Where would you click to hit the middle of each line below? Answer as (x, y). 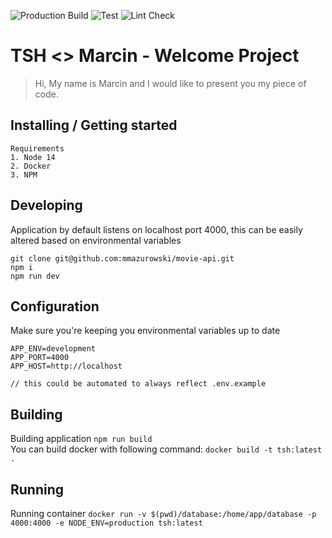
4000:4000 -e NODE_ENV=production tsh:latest (106, 523)
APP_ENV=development (53, 349)
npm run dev (35, 276)
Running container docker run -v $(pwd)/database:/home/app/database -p (163, 513)
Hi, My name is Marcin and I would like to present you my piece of (170, 83)
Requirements (37, 148)
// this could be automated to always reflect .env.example (138, 384)
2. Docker (31, 166)
